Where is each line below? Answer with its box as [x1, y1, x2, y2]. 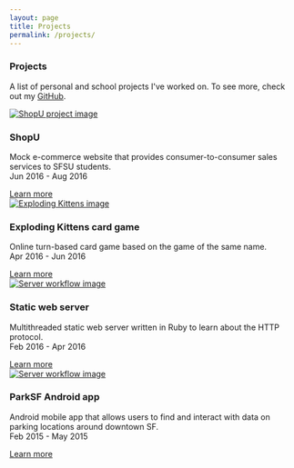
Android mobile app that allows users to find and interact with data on [9, 411, 271, 423]
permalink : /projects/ [9, 30, 96, 39]
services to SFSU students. [9, 161, 112, 172]
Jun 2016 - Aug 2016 [9, 170, 88, 182]
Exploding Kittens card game [9, 220, 140, 233]
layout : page [9, 13, 59, 23]
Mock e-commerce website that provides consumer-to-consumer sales [9, 151, 278, 162]
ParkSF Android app [9, 391, 100, 403]
